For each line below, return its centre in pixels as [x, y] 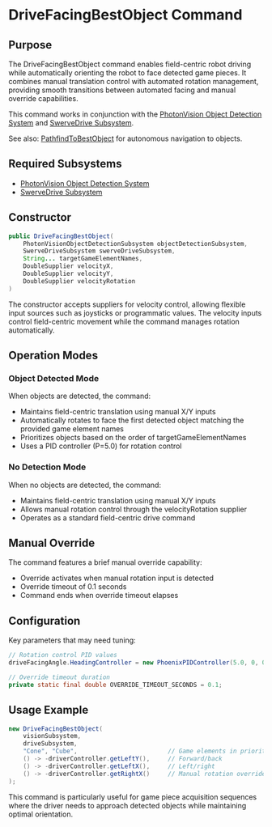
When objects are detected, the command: [80, 396]
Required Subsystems [65, 164]
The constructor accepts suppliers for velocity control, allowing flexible [127, 304]
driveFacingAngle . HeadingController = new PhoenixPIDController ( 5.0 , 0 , [134, 663]
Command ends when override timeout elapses [99, 596]
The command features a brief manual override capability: [105, 562]
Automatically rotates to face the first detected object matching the [132, 420]
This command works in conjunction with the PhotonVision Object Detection [135, 114]
